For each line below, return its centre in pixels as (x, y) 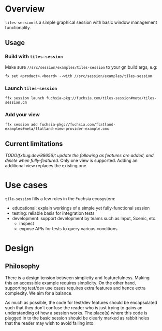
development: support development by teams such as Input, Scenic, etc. (84, 218)
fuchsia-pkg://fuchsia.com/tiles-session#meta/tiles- (102, 98)
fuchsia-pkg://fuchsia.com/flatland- (78, 125)
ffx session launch (25, 98)
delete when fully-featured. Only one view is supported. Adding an (71, 160)
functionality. (18, 27)
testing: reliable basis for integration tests (53, 213)
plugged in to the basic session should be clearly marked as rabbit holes (77, 318)
